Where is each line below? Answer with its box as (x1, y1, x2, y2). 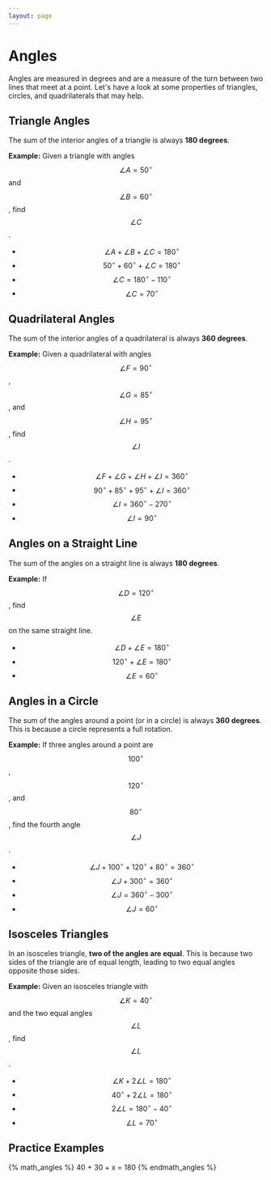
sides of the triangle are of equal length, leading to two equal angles (8, 958, 236, 967)
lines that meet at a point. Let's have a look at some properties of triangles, (8, 82, 258, 91)
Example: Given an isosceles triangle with (8, 982, 148, 992)
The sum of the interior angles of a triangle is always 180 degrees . (8, 135, 231, 146)
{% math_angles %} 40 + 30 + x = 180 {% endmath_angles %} (8, 1162, 217, 1173)
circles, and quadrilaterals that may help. (8, 91, 144, 100)
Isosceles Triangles (8, 927, 109, 941)
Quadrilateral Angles (8, 312, 116, 326)
